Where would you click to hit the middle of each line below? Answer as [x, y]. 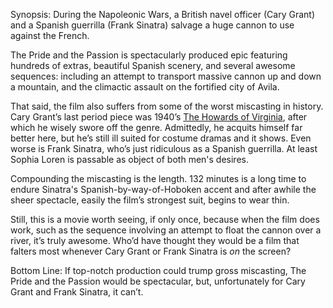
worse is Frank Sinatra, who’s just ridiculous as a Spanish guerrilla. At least [164, 148]
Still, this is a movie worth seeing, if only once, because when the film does [165, 219]
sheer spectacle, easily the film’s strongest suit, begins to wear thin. [150, 200]
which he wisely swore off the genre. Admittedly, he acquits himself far [156, 127]
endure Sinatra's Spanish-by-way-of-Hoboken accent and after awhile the [163, 189]
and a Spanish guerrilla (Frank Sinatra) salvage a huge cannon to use [152, 25]
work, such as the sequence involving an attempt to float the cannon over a [166, 230]
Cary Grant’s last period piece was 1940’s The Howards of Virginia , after [159, 117]
